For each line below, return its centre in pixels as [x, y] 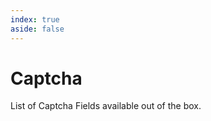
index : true [35, 19]
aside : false [37, 29]
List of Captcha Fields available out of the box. [106, 106]
